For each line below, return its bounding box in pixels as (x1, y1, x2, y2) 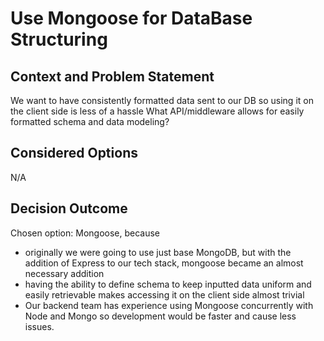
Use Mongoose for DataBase (10, 7, 253, 30)
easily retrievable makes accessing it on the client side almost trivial (24, 288, 305, 301)
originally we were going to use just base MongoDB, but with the (24, 246, 292, 258)
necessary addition (24, 267, 105, 279)
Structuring (10, 28, 108, 51)
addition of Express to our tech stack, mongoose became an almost (24, 257, 304, 269)
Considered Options (10, 145, 138, 162)
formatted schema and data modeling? (10, 116, 170, 127)
